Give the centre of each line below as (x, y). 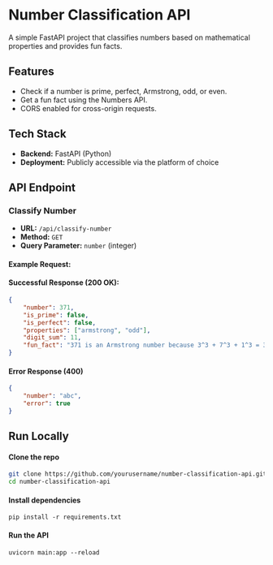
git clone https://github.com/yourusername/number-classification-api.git (138, 474)
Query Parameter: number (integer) (78, 246)
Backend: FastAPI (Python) (66, 153)
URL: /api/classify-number (66, 228)
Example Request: (40, 264)
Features (31, 72)
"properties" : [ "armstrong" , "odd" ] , (87, 330)
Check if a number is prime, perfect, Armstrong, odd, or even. (123, 91)
